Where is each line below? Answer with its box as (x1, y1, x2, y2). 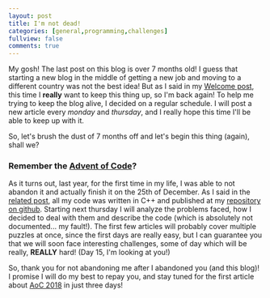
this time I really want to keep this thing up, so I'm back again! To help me (8, 90, 255, 100)
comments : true (8, 42, 60, 50)
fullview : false (8, 34, 63, 43)
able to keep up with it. (8, 116, 85, 126)
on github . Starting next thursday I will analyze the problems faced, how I (8, 204, 252, 215)
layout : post (8, 11, 53, 20)
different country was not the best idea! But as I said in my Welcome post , (8, 82, 255, 92)
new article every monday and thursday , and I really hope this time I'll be (8, 107, 251, 117)
